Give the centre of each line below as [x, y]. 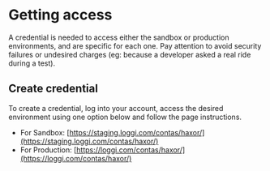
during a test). [32, 63]
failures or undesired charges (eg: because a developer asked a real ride [130, 54]
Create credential [54, 89]
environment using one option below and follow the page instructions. [125, 117]
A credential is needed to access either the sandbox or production [119, 37]
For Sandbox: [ [45, 132]
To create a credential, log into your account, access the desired [116, 108]
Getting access [60, 15]
